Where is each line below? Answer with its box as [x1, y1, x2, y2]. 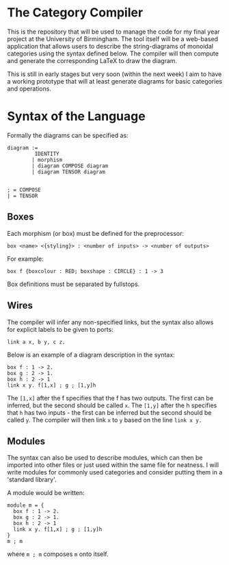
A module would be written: [7, 489, 85, 497]
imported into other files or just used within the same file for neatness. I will [7, 461, 219, 469]
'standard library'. [7, 475, 57, 484]
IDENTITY [34, 150, 59, 157]
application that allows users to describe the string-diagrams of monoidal [7, 42, 214, 50]
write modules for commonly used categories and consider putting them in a [7, 468, 223, 477]
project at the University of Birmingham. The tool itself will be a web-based [7, 34, 219, 43]
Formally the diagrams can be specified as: [7, 131, 129, 139]
